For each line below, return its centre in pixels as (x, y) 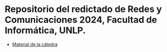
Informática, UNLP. (45, 30)
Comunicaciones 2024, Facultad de (81, 20)
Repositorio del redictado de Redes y (83, 9)
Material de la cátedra (35, 44)
